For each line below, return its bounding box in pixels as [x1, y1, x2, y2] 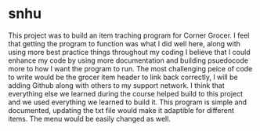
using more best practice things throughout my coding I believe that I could [8, 47, 251, 56]
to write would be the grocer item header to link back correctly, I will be [8, 72, 238, 82]
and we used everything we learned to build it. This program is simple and [8, 97, 247, 107]
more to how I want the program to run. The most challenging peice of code [8, 64, 253, 73]
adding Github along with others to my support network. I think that [8, 80, 225, 90]
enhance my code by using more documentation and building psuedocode [8, 56, 249, 65]
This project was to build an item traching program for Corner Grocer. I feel [8, 31, 250, 40]
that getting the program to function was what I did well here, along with [8, 38, 241, 48]
